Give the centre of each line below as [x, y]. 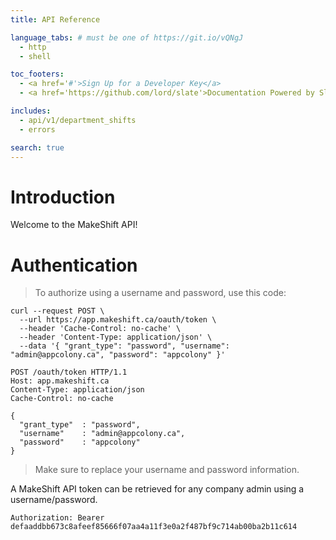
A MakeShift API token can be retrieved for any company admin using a [157, 489]
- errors [37, 129]
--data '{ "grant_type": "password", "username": [124, 346]
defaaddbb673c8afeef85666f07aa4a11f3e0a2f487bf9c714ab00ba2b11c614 [154, 527]
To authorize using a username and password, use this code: [160, 293]
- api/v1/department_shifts [78, 120]
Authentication [74, 265]
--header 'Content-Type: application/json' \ [116, 337]
